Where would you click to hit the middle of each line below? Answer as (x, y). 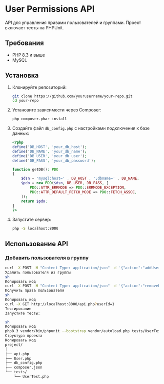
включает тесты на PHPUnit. (35, 27)
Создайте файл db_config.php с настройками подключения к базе (81, 128)
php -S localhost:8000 (35, 229)
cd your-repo (25, 101)
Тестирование (18, 309)
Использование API (37, 244)
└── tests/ (16, 372)
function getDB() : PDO (35, 170)
